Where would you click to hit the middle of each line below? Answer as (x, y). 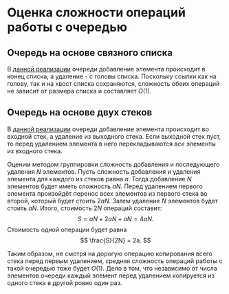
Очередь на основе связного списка (90, 53)
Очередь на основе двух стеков (80, 112)
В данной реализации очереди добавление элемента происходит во (108, 129)
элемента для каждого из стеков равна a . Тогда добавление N (99, 179)
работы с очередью (67, 27)
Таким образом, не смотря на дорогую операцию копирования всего (110, 253)
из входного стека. (35, 151)
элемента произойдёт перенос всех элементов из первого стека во (107, 193)
